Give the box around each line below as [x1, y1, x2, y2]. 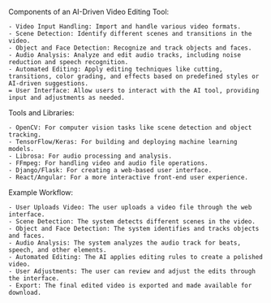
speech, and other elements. [8, 246, 107, 254]
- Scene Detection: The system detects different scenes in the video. [8, 218, 256, 226]
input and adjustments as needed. [8, 93, 126, 102]
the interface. [8, 275, 60, 283]
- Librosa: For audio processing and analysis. [8, 152, 173, 160]
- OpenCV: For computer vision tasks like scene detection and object [8, 123, 252, 132]
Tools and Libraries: [8, 108, 75, 117]
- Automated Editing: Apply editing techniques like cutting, [8, 65, 223, 73]
